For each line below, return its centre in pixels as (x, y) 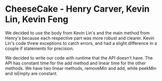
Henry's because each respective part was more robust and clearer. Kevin (80, 38)
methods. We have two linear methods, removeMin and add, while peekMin (81, 68)
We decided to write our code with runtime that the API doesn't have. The (79, 58)
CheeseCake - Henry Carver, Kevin (77, 9)
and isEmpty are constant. (31, 73)
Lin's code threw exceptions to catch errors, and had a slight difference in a (81, 43)
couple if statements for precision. (40, 48)
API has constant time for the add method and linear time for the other (76, 63)
